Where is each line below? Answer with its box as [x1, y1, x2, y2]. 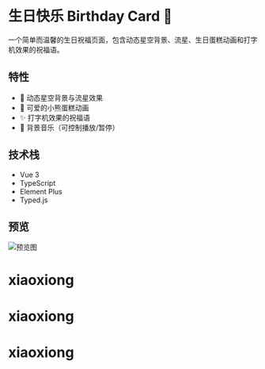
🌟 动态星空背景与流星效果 [19, 93, 103, 102]
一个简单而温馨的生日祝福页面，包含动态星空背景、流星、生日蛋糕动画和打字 [8, 35, 258, 44]
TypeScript [19, 178, 56, 187]
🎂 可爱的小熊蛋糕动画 [19, 102, 89, 112]
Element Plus [19, 186, 62, 196]
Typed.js [19, 195, 48, 205]
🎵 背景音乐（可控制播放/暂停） [19, 122, 119, 132]
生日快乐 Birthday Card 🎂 [8, 7, 172, 25]
